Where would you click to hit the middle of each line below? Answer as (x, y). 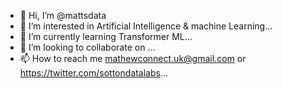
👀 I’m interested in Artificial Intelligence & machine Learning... (146, 26)
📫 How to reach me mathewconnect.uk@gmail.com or (133, 58)
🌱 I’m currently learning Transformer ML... (106, 36)
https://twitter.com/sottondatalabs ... (94, 73)
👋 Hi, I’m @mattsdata (63, 15)
